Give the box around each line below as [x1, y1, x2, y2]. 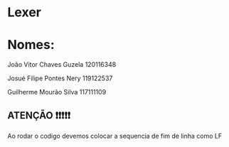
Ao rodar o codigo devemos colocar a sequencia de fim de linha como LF [7, 131, 223, 140]
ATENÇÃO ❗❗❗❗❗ [7, 109, 71, 121]
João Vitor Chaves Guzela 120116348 [7, 60, 117, 69]
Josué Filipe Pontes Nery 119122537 [7, 74, 113, 82]
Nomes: [7, 37, 55, 53]
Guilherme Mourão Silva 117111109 [7, 88, 107, 97]
